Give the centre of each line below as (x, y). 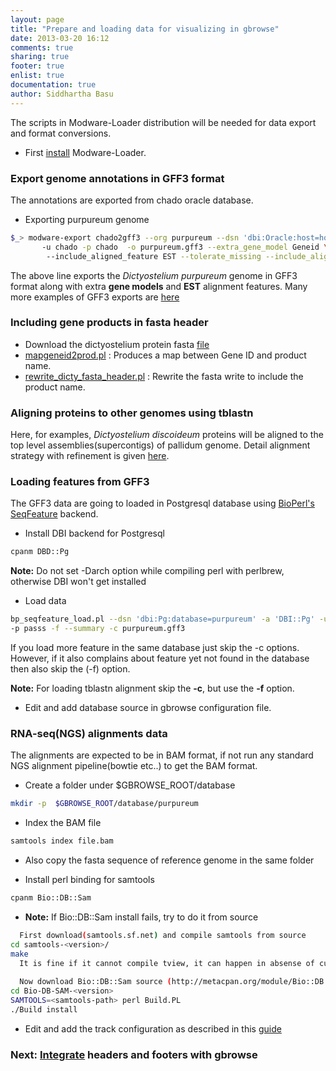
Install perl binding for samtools (89, 880)
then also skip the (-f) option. (70, 669)
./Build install (44, 1009)
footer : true (37, 66)
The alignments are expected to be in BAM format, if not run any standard (162, 755)
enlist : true (37, 76)
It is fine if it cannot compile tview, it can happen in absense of (167, 963)
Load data (45, 601)
